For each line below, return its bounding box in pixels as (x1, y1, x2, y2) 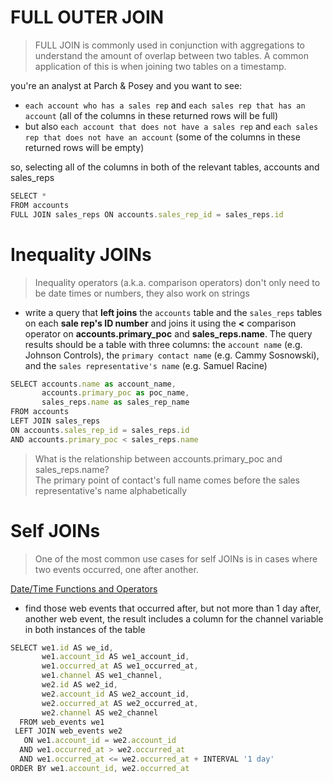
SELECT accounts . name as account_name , (10, 379, 177, 389)
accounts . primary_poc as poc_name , (41, 388, 190, 398)
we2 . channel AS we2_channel (41, 707, 159, 718)
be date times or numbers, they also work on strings (34, 287, 250, 299)
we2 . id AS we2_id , (41, 680, 118, 690)
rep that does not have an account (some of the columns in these (24, 131, 301, 143)
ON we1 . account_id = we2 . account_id (23, 736, 177, 746)
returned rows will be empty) (24, 141, 145, 153)
